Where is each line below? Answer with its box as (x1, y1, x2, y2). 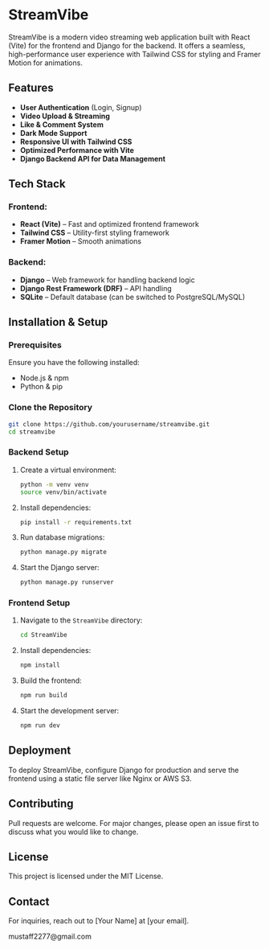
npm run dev (19, 721, 60, 729)
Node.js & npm (19, 373, 70, 383)
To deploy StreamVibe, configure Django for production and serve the (8, 765, 239, 774)
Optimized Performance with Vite (19, 145, 135, 154)
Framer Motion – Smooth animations (19, 236, 142, 246)
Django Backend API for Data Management (19, 154, 166, 163)
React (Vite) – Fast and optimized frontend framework (19, 220, 199, 229)
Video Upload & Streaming (19, 111, 111, 121)
